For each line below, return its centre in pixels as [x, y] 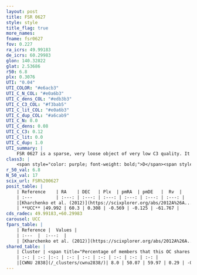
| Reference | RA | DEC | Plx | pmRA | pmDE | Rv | [99, 192]
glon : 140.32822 [26, 61]
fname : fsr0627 [25, 39]
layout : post [22, 11]
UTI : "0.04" [21, 83]
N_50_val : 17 [22, 176]
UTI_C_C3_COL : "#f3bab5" [36, 104]
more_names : [21, 33]
